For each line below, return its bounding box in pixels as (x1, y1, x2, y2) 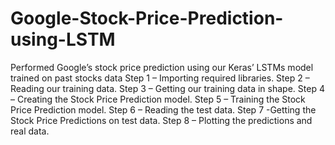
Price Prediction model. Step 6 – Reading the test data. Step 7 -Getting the (10, 103, 317, 116)
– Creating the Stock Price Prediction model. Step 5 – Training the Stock (10, 93, 306, 105)
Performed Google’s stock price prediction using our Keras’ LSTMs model (10, 61, 314, 73)
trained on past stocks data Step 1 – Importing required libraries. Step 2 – (10, 72, 310, 84)
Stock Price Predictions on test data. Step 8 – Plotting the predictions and (10, 114, 313, 126)
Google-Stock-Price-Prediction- (10, 7, 284, 30)
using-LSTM (10, 28, 116, 51)
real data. (10, 125, 50, 137)
